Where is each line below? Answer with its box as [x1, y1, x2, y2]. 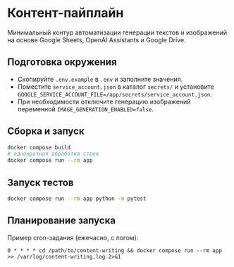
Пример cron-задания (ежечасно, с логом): [7, 233, 139, 242]
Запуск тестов [7, 176, 74, 188]
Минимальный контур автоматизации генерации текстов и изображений [7, 28, 228, 37]
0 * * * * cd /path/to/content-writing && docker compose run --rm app [7, 247, 222, 254]
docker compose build [7, 144, 71, 151]
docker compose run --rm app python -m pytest [7, 195, 147, 202]
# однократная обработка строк [7, 150, 99, 158]
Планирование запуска [7, 215, 116, 227]
